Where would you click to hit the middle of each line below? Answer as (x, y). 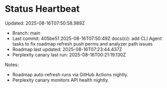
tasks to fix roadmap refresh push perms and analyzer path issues (82, 43)
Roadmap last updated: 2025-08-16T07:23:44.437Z (67, 49)
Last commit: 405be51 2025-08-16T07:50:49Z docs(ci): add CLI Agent (87, 38)
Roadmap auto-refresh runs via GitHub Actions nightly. (70, 74)
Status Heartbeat (42, 9)
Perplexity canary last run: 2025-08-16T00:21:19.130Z (69, 55)
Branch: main (26, 33)
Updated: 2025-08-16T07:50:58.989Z (45, 23)
